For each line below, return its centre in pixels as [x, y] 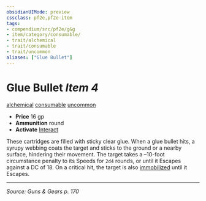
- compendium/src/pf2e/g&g [41, 29]
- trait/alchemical [31, 40]
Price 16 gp [30, 116]
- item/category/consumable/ [44, 35]
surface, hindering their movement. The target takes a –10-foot [86, 154]
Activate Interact [37, 130]
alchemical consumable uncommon [51, 104]
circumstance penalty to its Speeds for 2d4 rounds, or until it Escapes [94, 161]
